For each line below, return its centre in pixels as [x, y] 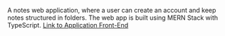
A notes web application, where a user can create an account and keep [112, 10]
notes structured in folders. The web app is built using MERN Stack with [113, 18]
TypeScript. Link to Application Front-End [68, 25]
